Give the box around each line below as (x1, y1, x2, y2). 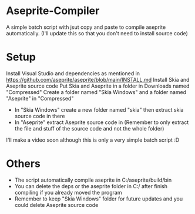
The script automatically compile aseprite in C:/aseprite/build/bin (14, 176, 172, 183)
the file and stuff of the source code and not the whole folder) (14, 125, 164, 132)
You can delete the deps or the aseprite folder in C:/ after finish (14, 182, 167, 189)
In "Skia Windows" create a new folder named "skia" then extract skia (14, 106, 184, 113)
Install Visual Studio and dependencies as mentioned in (6, 69, 140, 77)
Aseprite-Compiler (6, 4, 100, 18)
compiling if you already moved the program (14, 189, 122, 196)
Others (6, 157, 41, 170)
